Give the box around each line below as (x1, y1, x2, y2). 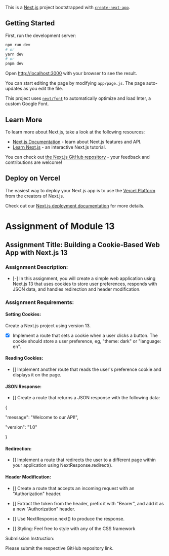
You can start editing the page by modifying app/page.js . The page (5, 80, 145, 86)
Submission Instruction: (5, 535, 55, 541)
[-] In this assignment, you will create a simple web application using (12, 275, 156, 281)
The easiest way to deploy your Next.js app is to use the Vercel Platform (5, 187, 156, 193)
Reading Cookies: (5, 355, 44, 361)
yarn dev (5, 52, 24, 57)
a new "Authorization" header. (12, 506, 75, 512)
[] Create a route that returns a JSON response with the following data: (12, 395, 160, 401)
